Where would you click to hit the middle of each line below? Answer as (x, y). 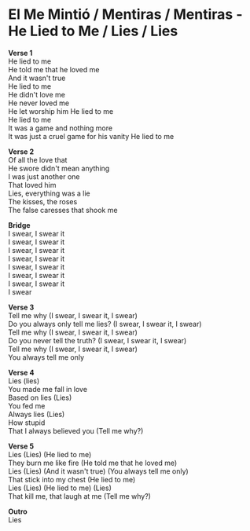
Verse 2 (21, 152)
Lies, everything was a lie (49, 193)
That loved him (32, 185)
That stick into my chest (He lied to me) (72, 479)
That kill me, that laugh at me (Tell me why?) (80, 496)
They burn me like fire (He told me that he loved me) (93, 463)
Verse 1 (20, 53)
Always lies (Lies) (37, 414)
